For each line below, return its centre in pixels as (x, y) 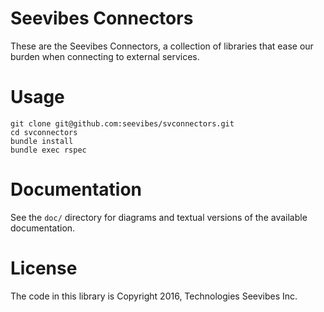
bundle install (42, 141)
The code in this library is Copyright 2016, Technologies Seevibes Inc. (154, 296)
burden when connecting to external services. (105, 56)
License (44, 268)
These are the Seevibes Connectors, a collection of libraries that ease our (162, 46)
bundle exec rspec (48, 150)
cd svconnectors (44, 132)
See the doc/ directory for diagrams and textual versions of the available (159, 217)
